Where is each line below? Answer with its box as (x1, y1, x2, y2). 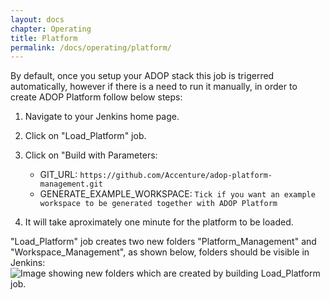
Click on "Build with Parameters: (24, 149, 158, 161)
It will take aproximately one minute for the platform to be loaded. (24, 216, 294, 228)
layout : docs (10, 14, 65, 25)
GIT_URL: (39, 169, 78, 181)
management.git (39, 179, 103, 190)
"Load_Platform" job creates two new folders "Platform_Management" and (10, 236, 317, 248)
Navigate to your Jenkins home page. (24, 111, 180, 123)
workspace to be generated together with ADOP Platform (39, 199, 278, 209)
